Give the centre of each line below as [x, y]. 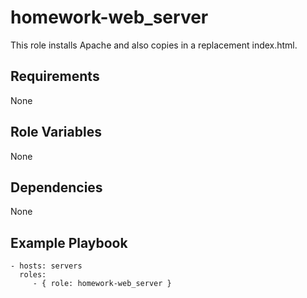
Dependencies [56, 187]
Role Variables [56, 132]
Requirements [55, 76]
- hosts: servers [46, 266]
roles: [33, 275]
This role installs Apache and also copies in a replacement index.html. [154, 45]
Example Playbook [69, 242]
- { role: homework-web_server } [102, 284]
